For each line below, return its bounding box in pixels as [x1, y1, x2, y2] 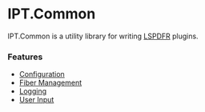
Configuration [18, 70, 65, 79]
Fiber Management [18, 78, 82, 88]
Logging [18, 86, 47, 96]
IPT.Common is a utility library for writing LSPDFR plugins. [7, 31, 199, 41]
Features [7, 51, 43, 62]
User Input [18, 95, 54, 105]
